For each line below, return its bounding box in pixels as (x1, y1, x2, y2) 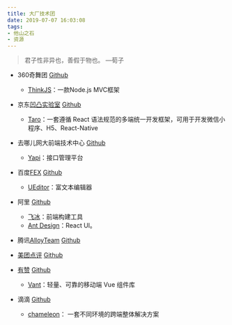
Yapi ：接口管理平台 (27, 154, 84, 162)
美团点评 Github (17, 251, 63, 260)
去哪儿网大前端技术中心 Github (17, 138, 106, 147)
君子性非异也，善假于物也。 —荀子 (24, 56, 124, 65)
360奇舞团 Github (17, 71, 68, 79)
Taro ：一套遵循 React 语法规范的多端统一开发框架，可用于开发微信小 (27, 116, 226, 124)
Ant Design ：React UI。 (27, 221, 96, 230)
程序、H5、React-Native (27, 124, 99, 132)
